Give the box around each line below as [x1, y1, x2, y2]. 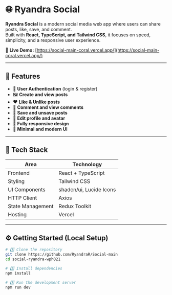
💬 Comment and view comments [12, 104, 83, 110]
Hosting [8, 211, 27, 218]
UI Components [8, 186, 46, 193]
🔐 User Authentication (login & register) [12, 85, 98, 92]
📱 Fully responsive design [12, 120, 69, 126]
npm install [5, 270, 31, 276]
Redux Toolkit [58, 202, 92, 210]
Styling [8, 177, 25, 185]
